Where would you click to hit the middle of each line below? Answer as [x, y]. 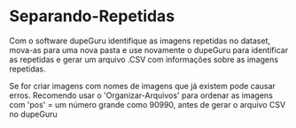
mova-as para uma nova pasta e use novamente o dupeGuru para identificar [149, 49]
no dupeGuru [33, 114]
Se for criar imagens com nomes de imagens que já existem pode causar [143, 86]
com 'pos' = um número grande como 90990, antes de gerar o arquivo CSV [148, 104]
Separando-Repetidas [92, 16]
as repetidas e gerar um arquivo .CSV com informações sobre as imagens [144, 59]
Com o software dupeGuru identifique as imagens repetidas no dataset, [140, 41]
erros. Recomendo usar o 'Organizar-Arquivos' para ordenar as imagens [141, 95]
